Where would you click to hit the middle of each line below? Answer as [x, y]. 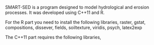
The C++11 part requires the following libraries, [53, 37]
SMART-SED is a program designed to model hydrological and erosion [77, 7]
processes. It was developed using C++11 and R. [55, 12]
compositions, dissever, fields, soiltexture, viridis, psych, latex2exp [74, 27]
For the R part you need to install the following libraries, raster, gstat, [76, 22]
